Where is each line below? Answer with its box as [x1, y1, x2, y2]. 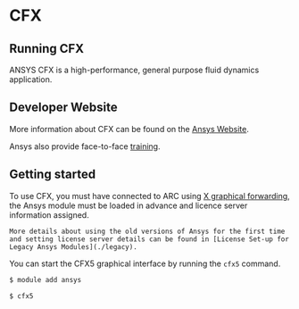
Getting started [9, 167, 96, 182]
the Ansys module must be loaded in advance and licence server [9, 200, 248, 211]
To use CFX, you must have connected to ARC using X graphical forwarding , [9, 190, 290, 201]
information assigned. [9, 209, 89, 220]
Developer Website [9, 100, 118, 115]
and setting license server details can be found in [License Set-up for [9, 234, 290, 244]
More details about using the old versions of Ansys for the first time [9, 227, 286, 236]
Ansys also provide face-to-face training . [9, 140, 161, 152]
